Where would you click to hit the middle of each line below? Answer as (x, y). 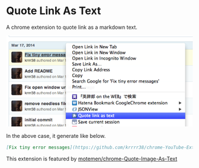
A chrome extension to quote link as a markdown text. (72, 27)
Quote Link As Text (54, 11)
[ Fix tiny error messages (38, 147)
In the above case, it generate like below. (56, 136)
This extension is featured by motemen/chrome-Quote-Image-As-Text (92, 159)
